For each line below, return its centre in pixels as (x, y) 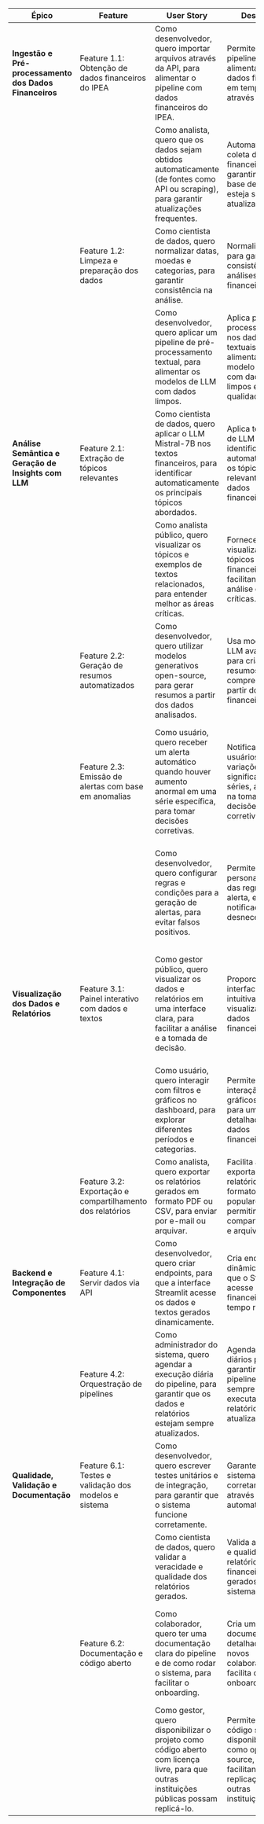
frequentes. (176, 218)
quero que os (179, 140)
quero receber (181, 742)
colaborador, (178, 1624)
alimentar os (177, 371)
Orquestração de (111, 1384)
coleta (238, 154)
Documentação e (112, 1653)
